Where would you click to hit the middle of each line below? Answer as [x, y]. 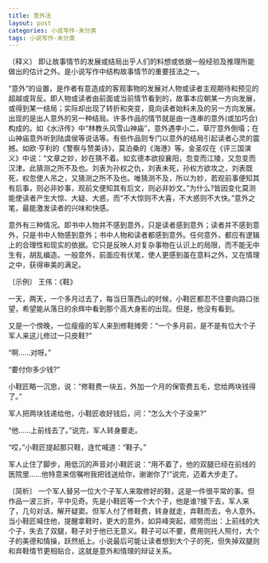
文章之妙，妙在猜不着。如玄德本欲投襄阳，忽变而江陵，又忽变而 [152, 158]
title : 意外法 [30, 16]
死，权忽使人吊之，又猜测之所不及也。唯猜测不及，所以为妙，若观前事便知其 [134, 178]
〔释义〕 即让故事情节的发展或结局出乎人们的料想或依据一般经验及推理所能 [132, 61]
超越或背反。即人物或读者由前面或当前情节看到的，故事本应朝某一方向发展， [134, 98]
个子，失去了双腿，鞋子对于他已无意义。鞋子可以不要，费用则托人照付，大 [130, 531]
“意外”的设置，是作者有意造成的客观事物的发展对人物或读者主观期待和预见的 [134, 89]
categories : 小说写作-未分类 [53, 30]
